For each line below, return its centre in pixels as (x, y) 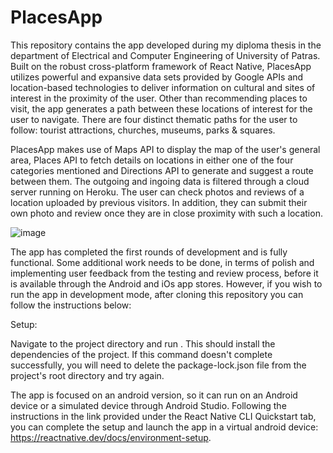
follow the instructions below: (71, 305)
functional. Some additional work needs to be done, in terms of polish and (162, 262)
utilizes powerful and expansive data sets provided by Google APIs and (157, 77)
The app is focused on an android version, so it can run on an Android (154, 395)
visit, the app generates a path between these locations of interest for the (161, 108)
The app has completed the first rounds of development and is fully (149, 252)
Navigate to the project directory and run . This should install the (143, 343)
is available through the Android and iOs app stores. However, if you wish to (166, 283)
